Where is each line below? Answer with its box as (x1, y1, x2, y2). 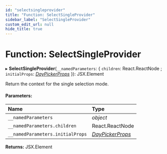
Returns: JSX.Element (5, 144, 52, 150)
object (91, 114, 107, 121)
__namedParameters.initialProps (8, 131, 87, 137)
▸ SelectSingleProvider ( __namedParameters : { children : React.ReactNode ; (5, 65, 162, 72)
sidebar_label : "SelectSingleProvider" (5, 17, 91, 22)
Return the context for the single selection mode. (5, 81, 109, 87)
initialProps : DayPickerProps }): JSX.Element (5, 71, 104, 77)
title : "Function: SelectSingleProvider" (5, 12, 96, 17)
